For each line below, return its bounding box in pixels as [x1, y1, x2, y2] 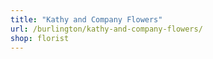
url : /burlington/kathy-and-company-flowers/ [10, 24, 203, 34]
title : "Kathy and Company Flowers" [10, 14, 163, 25]
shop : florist [10, 33, 70, 43]
